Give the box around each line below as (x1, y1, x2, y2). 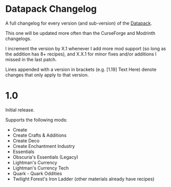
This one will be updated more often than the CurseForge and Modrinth (5, 30, 156, 36)
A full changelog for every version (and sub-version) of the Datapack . (5, 20, 153, 26)
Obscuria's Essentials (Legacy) (12, 154, 78, 160)
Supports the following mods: (5, 117, 68, 123)
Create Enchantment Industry (12, 143, 75, 149)
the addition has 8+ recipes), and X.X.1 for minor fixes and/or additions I (5, 51, 157, 57)
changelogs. (5, 35, 32, 42)
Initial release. (5, 106, 35, 113)
